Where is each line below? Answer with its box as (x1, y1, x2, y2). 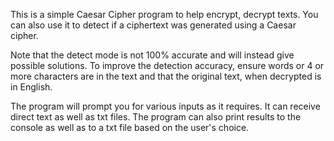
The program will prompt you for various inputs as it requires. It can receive (10, 100, 321, 112)
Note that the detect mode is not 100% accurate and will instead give (10, 49, 295, 61)
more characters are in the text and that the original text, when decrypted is (10, 70, 322, 82)
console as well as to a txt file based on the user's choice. (10, 122, 250, 133)
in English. (10, 81, 53, 93)
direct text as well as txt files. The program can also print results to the (10, 111, 302, 123)
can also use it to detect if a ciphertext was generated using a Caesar (10, 19, 297, 31)
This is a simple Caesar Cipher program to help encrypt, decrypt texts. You (10, 9, 319, 20)
